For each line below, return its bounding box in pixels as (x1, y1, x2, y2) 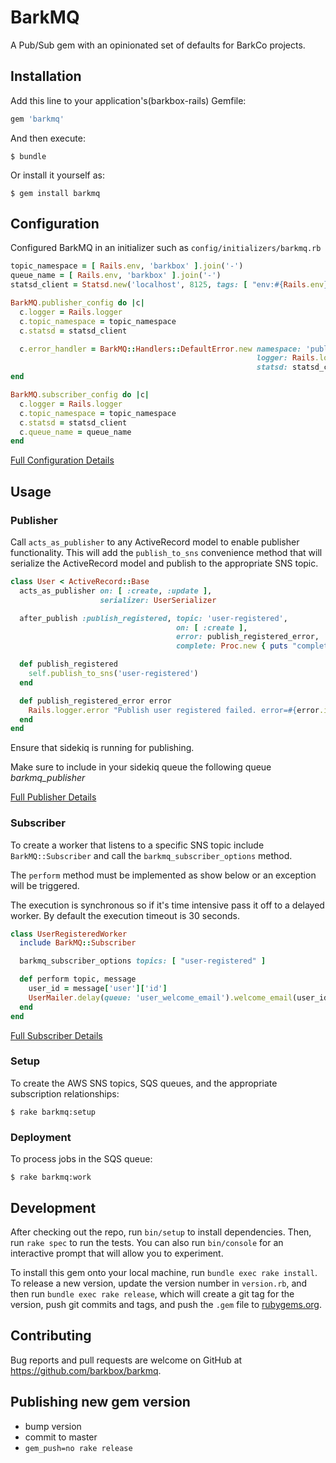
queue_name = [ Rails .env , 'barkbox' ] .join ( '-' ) (10, 271, 222, 281)
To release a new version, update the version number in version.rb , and (10, 1277, 308, 1289)
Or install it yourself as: (10, 169, 105, 181)
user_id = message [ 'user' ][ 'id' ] (28, 984, 168, 994)
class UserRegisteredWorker (10, 929, 128, 939)
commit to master (24, 1431, 98, 1443)
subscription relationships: (10, 1087, 120, 1100)
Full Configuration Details (10, 454, 115, 466)
